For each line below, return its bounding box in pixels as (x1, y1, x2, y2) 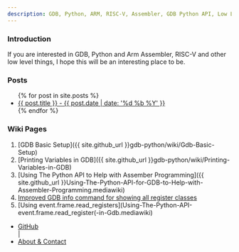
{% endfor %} (17, 106, 59, 115)
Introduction (7, 33, 51, 43)
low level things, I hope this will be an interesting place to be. (7, 57, 186, 66)
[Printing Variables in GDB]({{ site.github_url (17, 155, 147, 164)
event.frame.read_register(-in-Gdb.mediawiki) (17, 208, 153, 217)
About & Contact (17, 237, 67, 246)
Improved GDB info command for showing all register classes (17, 193, 198, 202)
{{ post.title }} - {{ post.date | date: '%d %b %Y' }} (17, 99, 166, 107)
